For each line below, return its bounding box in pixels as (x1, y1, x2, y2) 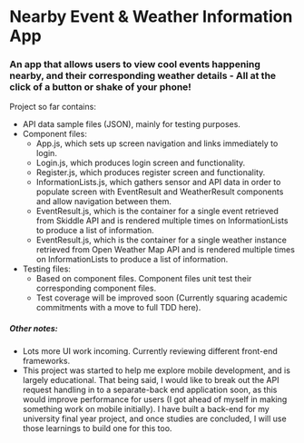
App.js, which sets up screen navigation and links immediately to (35, 138, 279, 149)
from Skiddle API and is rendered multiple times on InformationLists (35, 215, 289, 226)
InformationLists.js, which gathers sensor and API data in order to (35, 177, 281, 188)
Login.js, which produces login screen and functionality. (35, 157, 246, 169)
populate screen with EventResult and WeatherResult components (35, 186, 284, 197)
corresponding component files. (35, 283, 157, 294)
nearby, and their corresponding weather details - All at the (9, 70, 277, 83)
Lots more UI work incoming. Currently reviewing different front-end (22, 346, 279, 357)
